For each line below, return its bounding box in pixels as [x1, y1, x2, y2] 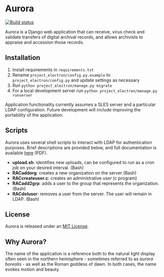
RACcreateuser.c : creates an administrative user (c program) [12, 175, 137, 181]
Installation [5, 54, 40, 62]
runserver [12, 93, 33, 98]
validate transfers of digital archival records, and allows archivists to [5, 34, 143, 40]
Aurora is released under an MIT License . [5, 223, 89, 229]
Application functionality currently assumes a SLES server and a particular [5, 102, 156, 107]
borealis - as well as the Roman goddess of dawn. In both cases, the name [5, 261, 157, 267]
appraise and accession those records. [5, 39, 84, 45]
